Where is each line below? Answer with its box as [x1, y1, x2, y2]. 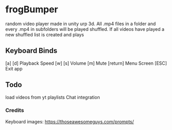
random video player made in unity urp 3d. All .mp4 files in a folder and [5, 21, 156, 27]
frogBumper [5, 4, 58, 15]
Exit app [5, 65, 23, 71]
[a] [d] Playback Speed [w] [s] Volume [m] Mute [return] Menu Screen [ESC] [5, 60, 167, 66]
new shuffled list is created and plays [5, 31, 84, 38]
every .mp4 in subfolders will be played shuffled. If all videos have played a [5, 26, 165, 32]
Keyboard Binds [5, 46, 58, 55]
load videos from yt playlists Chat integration [5, 94, 100, 100]
